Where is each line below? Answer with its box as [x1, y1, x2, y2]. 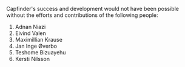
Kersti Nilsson [15, 56, 50, 62]
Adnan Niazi [15, 24, 46, 30]
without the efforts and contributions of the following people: [6, 11, 159, 19]
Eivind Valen [15, 30, 47, 37]
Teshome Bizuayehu [15, 49, 66, 56]
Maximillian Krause [15, 36, 62, 43]
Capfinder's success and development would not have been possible [6, 5, 179, 12]
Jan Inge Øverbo [15, 42, 58, 49]
